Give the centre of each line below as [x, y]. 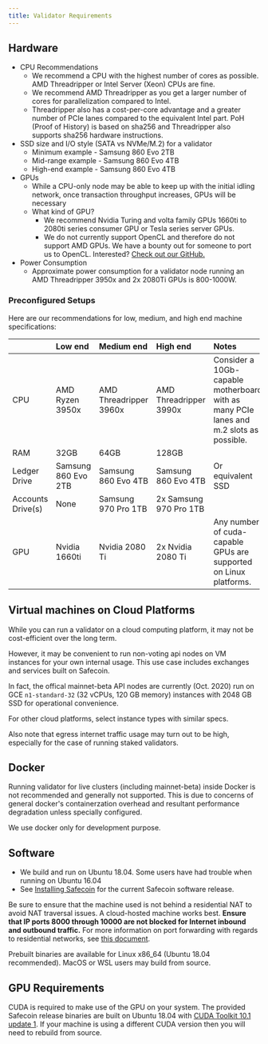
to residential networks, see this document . [79, 939]
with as [227, 399]
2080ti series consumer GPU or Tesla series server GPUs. [139, 229]
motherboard [238, 390]
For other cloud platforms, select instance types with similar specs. [118, 718]
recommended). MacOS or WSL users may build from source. [110, 963]
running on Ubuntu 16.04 [61, 881]
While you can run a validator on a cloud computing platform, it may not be [131, 630]
